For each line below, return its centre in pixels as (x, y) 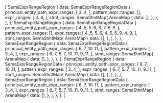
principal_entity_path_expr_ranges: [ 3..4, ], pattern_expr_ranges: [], (73, 12)
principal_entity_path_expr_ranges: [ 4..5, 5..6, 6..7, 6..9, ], (63, 28)
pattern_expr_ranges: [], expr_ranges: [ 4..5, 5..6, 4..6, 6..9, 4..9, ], (71, 33)
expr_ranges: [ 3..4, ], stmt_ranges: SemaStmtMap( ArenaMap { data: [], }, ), (81, 17)
